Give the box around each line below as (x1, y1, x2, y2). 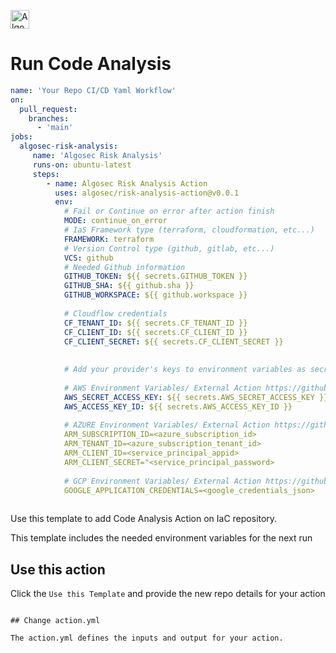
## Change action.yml (10, 616, 101, 626)
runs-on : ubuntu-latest (32, 160, 132, 170)
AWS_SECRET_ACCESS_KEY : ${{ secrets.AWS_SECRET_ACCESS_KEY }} (63, 392, 329, 402)
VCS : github (63, 253, 114, 263)
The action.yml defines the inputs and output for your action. (10, 633, 284, 644)
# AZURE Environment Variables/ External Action (63, 420, 271, 430)
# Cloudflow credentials (63, 308, 168, 319)
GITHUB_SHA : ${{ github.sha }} (63, 281, 195, 291)
